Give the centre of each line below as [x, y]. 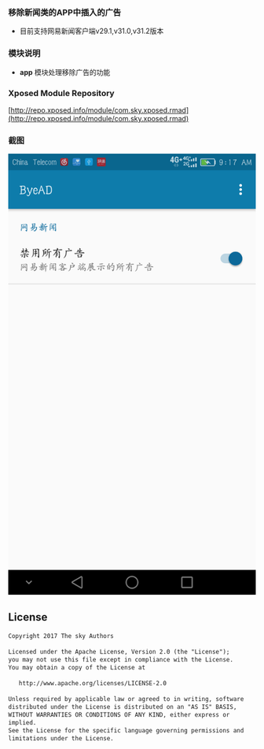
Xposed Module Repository [62, 93]
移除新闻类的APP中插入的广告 [65, 12]
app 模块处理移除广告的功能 [65, 72]
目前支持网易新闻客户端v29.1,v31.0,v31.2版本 [92, 31]
